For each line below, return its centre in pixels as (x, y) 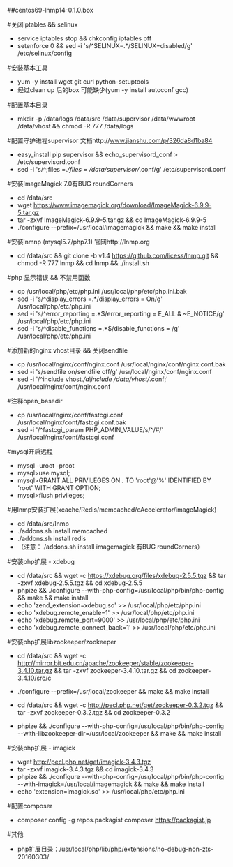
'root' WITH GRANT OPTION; (59, 488)
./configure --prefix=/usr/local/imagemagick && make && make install (117, 227)
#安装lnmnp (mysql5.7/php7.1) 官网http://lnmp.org (78, 242)
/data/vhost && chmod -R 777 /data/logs (75, 126)
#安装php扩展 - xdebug (41, 562)
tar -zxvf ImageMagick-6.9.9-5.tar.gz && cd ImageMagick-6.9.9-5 (112, 220)
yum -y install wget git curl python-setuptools (83, 82)
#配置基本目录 (28, 105)
